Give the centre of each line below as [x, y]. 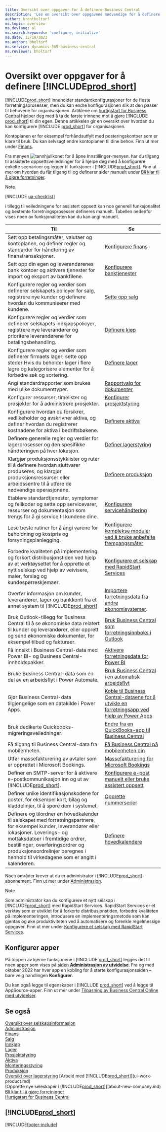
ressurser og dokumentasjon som [46, 510]
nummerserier [121, 803]
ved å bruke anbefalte [130, 537]
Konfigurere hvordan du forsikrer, [46, 412]
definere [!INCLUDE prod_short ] [71, 86]
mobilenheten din [125, 751]
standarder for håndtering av [41, 250]
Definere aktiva [122, 421]
